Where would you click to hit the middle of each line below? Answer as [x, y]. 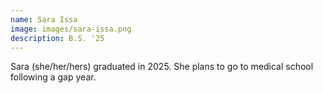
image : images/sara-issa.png [71, 29]
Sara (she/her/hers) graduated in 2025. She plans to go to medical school [162, 67]
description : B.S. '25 [57, 38]
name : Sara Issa [44, 19]
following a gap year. [53, 77]
